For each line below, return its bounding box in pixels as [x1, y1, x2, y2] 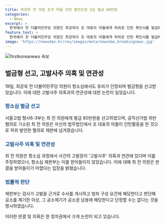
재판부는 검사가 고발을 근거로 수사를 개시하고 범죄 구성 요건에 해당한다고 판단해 [5, 191, 156, 197]
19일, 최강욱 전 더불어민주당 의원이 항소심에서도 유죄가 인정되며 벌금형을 [5, 83, 143, 89]
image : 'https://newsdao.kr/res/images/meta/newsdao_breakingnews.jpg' [5, 39, 155, 44]
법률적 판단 [5, 179, 30, 186]
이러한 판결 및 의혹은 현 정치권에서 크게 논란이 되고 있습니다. [5, 214, 120, 220]
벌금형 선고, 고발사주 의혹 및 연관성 [5, 69, 104, 78]
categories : [5, 12, 29, 17]
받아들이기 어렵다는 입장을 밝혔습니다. [14, 165, 87, 171]
